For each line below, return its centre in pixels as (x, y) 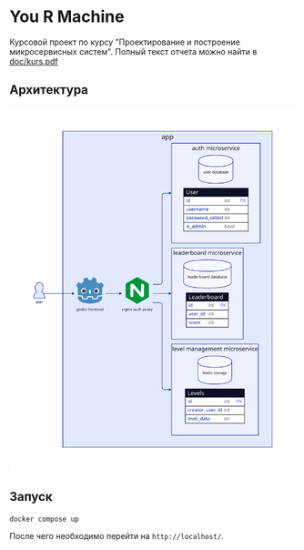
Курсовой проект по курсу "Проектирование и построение (125, 42)
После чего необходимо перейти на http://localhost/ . (117, 535)
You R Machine (67, 17)
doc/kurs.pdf (34, 61)
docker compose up (44, 519)
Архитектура (49, 90)
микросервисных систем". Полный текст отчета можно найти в (133, 51)
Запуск (31, 497)
